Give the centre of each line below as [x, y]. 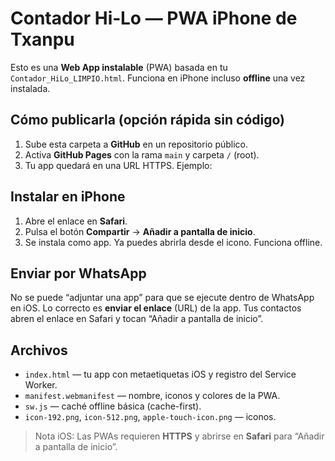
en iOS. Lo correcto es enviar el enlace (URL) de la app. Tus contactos [156, 308]
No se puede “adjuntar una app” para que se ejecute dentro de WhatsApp [162, 298]
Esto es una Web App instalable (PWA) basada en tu [119, 67]
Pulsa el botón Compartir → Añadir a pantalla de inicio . [140, 231]
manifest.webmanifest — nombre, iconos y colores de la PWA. [152, 396]
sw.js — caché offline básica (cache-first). [113, 406]
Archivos [39, 350]
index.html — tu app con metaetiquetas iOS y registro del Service [160, 374]
